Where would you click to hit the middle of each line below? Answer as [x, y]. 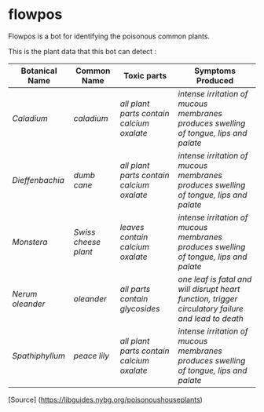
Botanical [39, 71]
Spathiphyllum [38, 355]
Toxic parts [145, 75]
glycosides [140, 308]
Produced [215, 80]
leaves [132, 227]
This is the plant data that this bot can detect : [82, 51]
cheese [87, 242]
